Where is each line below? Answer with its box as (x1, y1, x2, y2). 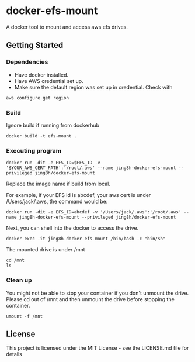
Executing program (6, 146, 62, 154)
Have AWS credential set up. (14, 77, 83, 84)
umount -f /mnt (6, 313, 43, 319)
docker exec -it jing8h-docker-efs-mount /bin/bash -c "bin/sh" (6, 236, 166, 242)
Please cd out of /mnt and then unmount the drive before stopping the (6, 295, 175, 302)
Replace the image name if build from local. (6, 180, 111, 188)
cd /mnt (6, 257, 25, 264)
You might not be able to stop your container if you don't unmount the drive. (6, 289, 189, 297)
